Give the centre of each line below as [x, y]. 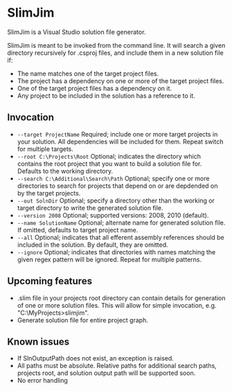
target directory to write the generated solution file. [90, 208]
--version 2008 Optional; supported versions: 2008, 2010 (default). [113, 215]
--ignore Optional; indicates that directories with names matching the [116, 252]
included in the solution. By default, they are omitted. [92, 245]
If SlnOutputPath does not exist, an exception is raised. [96, 358]
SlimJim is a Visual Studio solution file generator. [77, 32]
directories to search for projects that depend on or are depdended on [117, 186]
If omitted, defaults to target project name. [78, 229]
